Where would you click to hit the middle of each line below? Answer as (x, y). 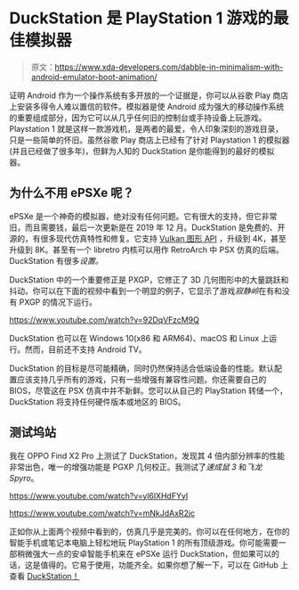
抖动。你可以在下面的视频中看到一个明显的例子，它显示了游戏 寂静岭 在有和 (145, 291)
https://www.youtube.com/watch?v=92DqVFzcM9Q (105, 320)
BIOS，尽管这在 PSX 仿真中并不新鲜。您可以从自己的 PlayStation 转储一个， (148, 390)
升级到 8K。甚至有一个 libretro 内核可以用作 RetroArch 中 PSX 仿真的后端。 (147, 250)
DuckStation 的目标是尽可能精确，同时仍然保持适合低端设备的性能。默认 (142, 368)
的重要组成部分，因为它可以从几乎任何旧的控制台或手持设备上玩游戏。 (138, 118)
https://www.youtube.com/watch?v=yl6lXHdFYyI (99, 496)
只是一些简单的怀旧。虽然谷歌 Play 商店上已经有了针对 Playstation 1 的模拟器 (149, 140)
